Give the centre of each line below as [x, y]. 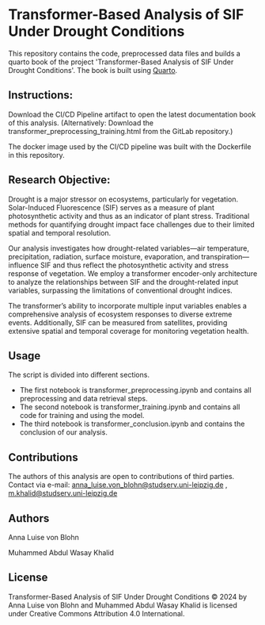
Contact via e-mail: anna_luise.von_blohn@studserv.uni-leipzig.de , [118, 485]
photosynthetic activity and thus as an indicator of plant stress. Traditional [129, 216]
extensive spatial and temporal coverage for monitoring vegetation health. [129, 331]
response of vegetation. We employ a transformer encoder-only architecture [133, 273]
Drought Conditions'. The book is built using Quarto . [93, 70]
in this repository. [36, 155]
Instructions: [41, 96]
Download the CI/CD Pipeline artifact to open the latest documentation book [132, 114]
